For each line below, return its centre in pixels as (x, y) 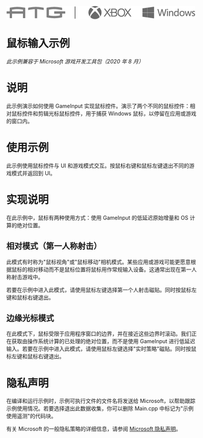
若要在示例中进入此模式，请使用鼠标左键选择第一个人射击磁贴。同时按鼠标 (99, 289)
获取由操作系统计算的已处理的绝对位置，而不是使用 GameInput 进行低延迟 (103, 341)
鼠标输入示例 (38, 44)
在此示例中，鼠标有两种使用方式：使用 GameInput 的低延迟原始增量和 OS (97, 217)
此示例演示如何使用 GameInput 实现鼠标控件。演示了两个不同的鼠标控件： (98, 106)
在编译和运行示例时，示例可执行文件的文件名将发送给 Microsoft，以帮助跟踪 (101, 401)
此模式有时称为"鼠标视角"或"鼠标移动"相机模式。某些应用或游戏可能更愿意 (99, 262)
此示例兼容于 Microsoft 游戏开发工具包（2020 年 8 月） (75, 61)
